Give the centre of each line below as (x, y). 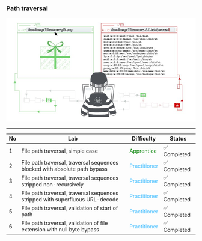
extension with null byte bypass (60, 230)
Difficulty (144, 139)
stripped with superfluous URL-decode (70, 199)
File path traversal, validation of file (65, 223)
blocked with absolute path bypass (64, 169)
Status (178, 139)
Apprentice (143, 151)
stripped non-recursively (53, 184)
